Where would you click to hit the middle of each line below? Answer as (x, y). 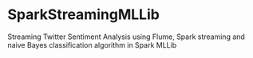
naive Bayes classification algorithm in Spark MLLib (92, 44)
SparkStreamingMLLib (84, 15)
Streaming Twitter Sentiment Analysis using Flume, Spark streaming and (126, 37)
